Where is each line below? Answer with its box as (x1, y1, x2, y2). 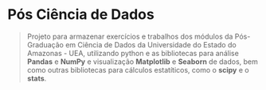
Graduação (26, 39, 65, 49)
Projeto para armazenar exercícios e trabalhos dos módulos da (26, 32, 233, 41)
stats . (26, 73, 47, 83)
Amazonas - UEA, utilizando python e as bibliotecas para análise (26, 48, 240, 58)
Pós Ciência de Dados (7, 6, 155, 24)
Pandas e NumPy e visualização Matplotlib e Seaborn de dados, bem (26, 57, 258, 66)
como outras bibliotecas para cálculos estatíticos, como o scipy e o (26, 65, 249, 74)
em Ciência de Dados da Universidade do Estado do (65, 39, 237, 49)
